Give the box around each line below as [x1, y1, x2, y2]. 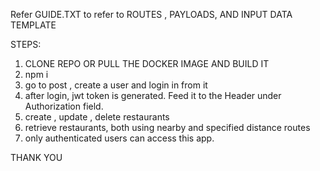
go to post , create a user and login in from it [24, 79, 208, 91]
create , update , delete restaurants [24, 111, 170, 123]
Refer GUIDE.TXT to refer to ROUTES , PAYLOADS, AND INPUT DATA [10, 9, 293, 20]
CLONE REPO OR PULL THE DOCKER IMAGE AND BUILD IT [24, 58, 270, 69]
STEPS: [10, 39, 42, 50]
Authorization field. [24, 100, 104, 112]
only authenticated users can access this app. [24, 132, 215, 144]
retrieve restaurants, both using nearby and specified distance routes [24, 122, 311, 133]
